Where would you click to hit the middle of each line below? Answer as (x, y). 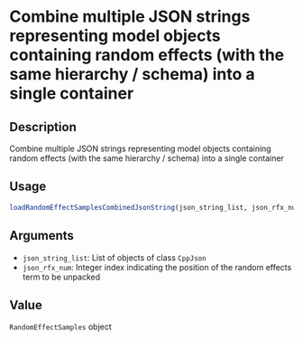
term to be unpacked (61, 277)
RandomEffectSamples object (61, 327)
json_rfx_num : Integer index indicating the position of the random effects (157, 267)
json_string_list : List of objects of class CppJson (114, 257)
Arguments (42, 236)
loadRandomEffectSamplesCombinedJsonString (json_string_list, (129, 207)
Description (43, 127)
